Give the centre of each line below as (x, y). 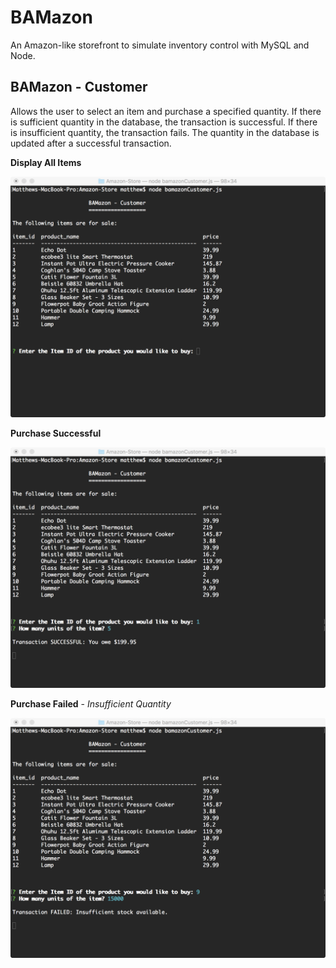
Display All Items (46, 162)
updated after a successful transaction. (91, 143)
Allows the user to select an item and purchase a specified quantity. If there (166, 111)
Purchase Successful (56, 433)
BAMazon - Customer (79, 87)
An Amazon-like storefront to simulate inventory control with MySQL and (160, 45)
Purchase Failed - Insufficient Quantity (91, 703)
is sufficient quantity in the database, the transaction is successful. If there (164, 122)
